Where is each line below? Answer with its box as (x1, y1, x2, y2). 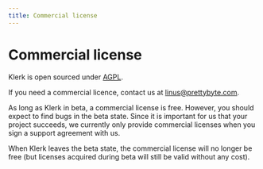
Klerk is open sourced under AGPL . (8, 72, 123, 82)
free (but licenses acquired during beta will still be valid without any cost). (8, 152, 250, 161)
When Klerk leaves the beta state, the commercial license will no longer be (8, 144, 253, 153)
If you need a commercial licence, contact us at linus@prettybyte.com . (8, 87, 240, 97)
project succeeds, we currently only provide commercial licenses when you (8, 120, 256, 129)
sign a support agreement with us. (8, 128, 121, 137)
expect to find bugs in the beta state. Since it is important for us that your (8, 111, 248, 121)
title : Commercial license (8, 11, 98, 20)
